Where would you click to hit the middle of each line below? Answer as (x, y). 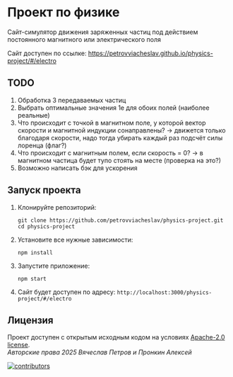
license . (19, 345)
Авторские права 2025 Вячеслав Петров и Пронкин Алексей (100, 352)
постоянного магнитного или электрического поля (84, 39)
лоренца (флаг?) (42, 145)
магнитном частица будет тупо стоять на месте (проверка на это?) (119, 160)
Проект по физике (64, 12)
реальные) (34, 115)
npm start (32, 278)
